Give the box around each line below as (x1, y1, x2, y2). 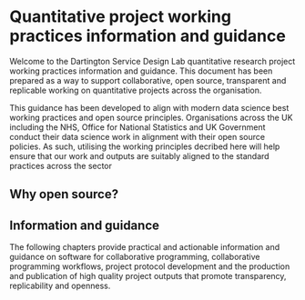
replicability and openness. (9, 280, 111, 292)
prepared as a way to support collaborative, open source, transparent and (9, 75, 287, 85)
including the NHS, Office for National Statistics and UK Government (9, 121, 266, 133)
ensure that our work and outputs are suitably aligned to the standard (9, 150, 270, 161)
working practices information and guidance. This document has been (9, 65, 273, 76)
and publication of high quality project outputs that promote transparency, (9, 271, 287, 282)
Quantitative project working (9, 6, 232, 27)
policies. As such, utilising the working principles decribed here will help (9, 141, 280, 152)
